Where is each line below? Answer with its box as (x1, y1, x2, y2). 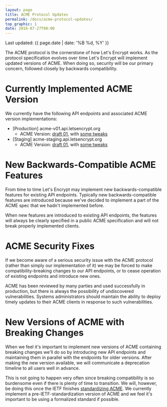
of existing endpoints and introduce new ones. (5, 273, 101, 279)
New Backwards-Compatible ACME (5, 159, 156, 171)
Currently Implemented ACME (5, 83, 133, 94)
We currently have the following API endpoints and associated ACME (5, 111, 147, 117)
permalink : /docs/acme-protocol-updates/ (5, 17, 93, 22)
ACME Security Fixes (5, 241, 95, 252)
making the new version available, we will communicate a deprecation (5, 360, 150, 366)
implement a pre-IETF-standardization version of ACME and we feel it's (5, 390, 152, 397)
